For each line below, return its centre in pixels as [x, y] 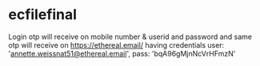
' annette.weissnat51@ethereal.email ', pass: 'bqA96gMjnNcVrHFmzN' [122, 53]
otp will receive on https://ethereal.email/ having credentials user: [116, 45]
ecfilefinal [43, 15]
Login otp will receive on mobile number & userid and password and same [130, 37]
